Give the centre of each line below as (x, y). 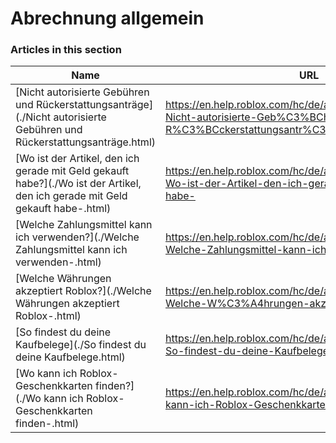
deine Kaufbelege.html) (70, 357)
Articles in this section (66, 50)
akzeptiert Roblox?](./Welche (83, 291)
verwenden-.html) (58, 262)
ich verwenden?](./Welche (77, 237)
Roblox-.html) (48, 316)
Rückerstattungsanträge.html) (86, 142)
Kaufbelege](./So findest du (81, 345)
